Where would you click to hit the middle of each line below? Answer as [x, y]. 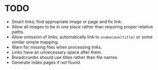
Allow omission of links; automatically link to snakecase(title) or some [82, 37]
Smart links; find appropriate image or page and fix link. [67, 22]
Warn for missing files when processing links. [57, 47]
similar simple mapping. [35, 42]
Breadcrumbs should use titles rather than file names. [65, 57]
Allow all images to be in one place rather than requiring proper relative [82, 26]
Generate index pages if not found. [46, 62]
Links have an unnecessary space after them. [57, 52]
